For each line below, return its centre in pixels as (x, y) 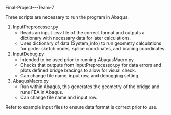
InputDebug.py (28, 54)
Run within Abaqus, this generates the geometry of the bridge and (90, 87)
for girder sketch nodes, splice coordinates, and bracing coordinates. (93, 49)
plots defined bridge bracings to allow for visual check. (78, 70)
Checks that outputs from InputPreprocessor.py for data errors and (91, 65)
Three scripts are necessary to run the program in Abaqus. (67, 17)
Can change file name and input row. (59, 97)
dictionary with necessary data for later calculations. (76, 38)
